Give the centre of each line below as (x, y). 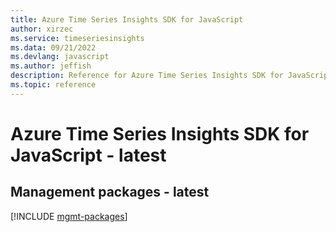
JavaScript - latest (88, 155)
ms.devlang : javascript (60, 57)
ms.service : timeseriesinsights (77, 38)
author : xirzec (42, 29)
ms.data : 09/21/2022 (53, 47)
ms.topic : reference (53, 85)
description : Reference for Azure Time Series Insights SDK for (147, 76)
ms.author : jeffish (51, 66)
